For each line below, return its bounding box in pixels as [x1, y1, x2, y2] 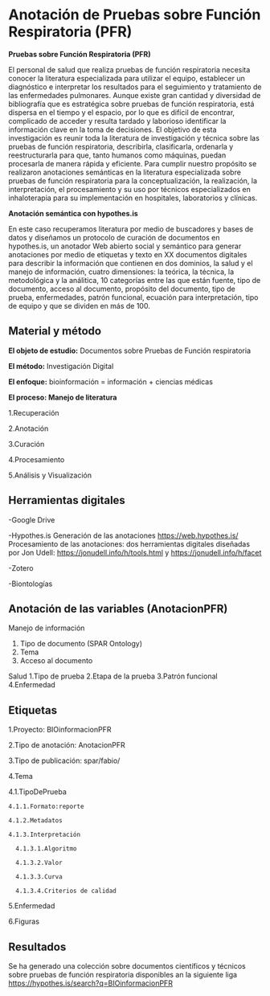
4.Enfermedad [8, 680, 56, 690]
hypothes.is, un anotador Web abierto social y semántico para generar [8, 241, 242, 251]
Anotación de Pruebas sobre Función [8, 6, 261, 24]
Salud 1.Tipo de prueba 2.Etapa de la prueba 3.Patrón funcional [8, 671, 219, 681]
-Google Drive [8, 514, 55, 524]
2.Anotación [8, 424, 49, 433]
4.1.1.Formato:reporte [8, 802, 84, 811]
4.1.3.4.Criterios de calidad [15, 887, 117, 896]
